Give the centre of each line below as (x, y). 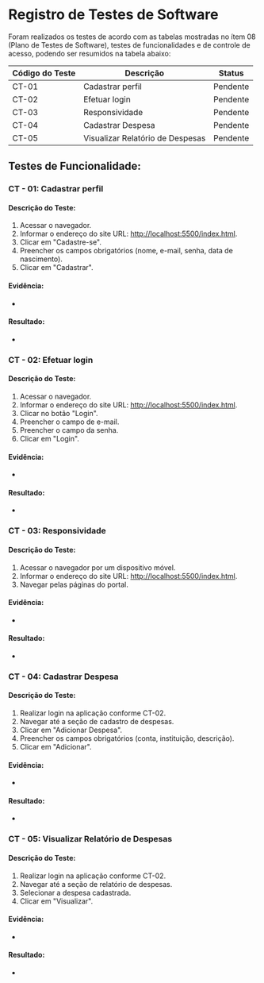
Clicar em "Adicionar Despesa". (71, 730)
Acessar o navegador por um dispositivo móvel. (98, 567)
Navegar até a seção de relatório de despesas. (96, 884)
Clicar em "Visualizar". (56, 901)
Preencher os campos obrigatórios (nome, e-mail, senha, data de (126, 251)
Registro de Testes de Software (113, 15)
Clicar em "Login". (49, 438)
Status (231, 73)
